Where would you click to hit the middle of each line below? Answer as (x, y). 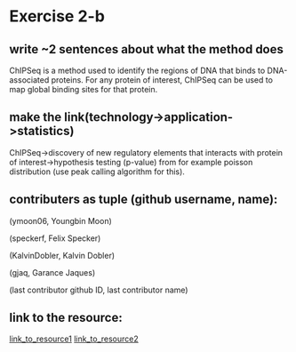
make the (36, 117)
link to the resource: (66, 318)
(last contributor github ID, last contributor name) (99, 290)
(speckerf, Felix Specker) (55, 238)
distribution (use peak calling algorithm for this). (97, 172)
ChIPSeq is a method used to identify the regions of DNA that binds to (137, 70)
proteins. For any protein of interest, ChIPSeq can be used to (162, 80)
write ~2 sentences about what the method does (147, 49)
